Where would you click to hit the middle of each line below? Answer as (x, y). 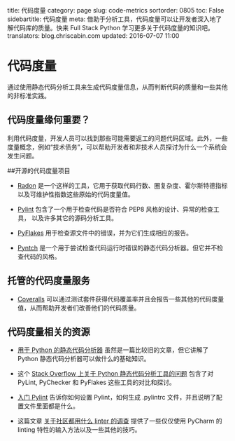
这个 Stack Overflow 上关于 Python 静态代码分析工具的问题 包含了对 (115, 374)
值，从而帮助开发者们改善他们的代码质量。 (79, 308)
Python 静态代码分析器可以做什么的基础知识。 (84, 359)
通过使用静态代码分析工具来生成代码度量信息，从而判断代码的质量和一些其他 (117, 87)
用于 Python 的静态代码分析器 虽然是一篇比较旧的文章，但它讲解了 (113, 350)
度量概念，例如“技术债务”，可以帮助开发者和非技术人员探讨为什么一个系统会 (117, 147)
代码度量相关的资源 (49, 332)
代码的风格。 (42, 256)
